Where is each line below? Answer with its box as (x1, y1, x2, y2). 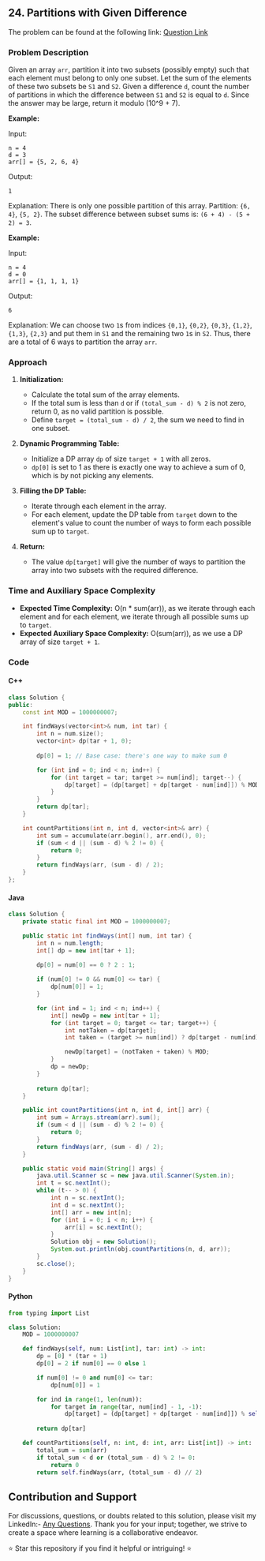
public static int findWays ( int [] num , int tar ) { (22, 931, 192, 940)
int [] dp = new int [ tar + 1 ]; (36, 946, 136, 954)
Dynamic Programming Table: (19, 439, 120, 448)
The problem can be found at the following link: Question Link (8, 27, 208, 36)
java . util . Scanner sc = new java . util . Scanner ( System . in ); (36, 1172, 235, 1180)
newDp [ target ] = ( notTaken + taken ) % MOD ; (64, 1048, 211, 1056)
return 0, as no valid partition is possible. (31, 406, 164, 417)
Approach (8, 357, 47, 368)
